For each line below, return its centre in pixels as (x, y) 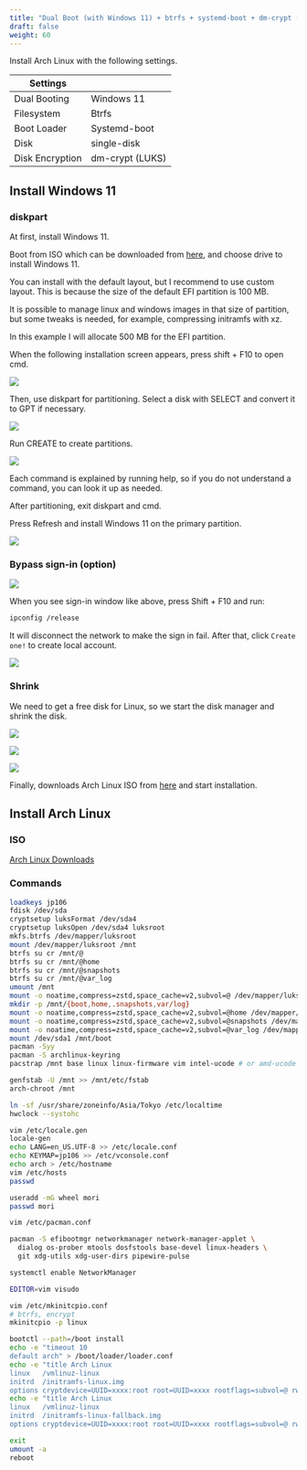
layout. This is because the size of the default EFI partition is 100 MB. (139, 292)
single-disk (116, 144)
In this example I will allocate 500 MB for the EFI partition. (118, 337)
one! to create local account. (63, 645)
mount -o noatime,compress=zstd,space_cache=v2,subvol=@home (128, 1012)
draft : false (34, 27)
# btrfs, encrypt (42, 1314)
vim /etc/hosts (38, 1172)
